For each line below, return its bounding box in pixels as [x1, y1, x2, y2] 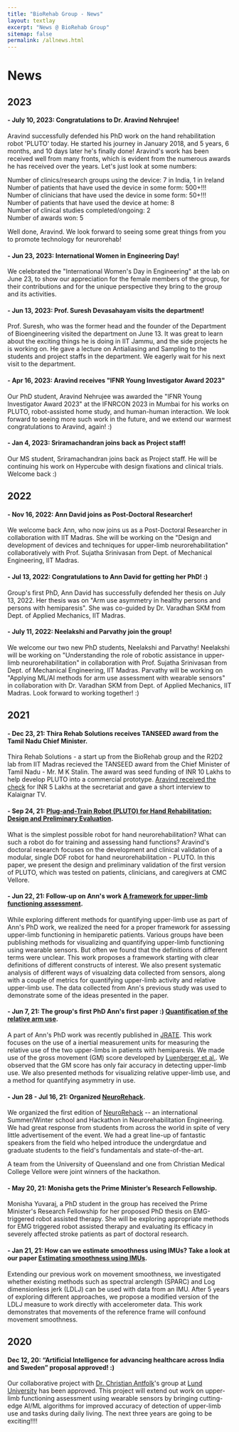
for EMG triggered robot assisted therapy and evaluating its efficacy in [7, 1223, 213, 1231]
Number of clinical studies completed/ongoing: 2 [7, 206, 151, 214]
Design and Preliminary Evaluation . [7, 814, 114, 823]
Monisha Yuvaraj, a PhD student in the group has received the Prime [7, 1200, 208, 1208]
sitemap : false [7, 30, 53, 38]
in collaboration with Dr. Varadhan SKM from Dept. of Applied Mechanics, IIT [7, 681, 232, 690]
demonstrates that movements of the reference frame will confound [7, 1307, 206, 1316]
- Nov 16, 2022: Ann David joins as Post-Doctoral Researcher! [7, 510, 193, 519]
